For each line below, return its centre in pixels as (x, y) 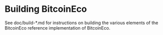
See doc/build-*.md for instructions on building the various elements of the (81, 23)
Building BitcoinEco (46, 9)
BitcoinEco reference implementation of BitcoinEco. (58, 28)
